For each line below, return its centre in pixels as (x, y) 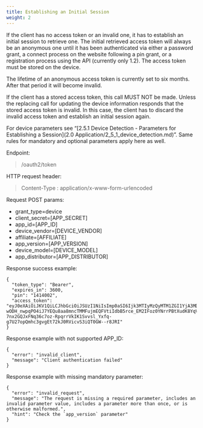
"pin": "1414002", (35, 295)
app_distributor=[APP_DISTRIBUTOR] (62, 256)
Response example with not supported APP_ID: (65, 338)
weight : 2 (19, 18)
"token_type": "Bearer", (43, 285)
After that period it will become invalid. (54, 85)
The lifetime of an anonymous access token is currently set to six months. (98, 79)
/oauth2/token (39, 164)
